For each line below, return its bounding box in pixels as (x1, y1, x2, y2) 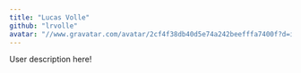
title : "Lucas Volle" (9, 12, 90, 22)
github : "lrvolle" (9, 21, 78, 30)
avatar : (9, 29, 39, 38)
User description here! (9, 54, 92, 65)
